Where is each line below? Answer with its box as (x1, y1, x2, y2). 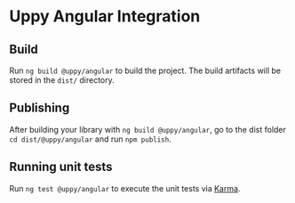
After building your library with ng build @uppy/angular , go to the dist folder (9, 124, 287, 134)
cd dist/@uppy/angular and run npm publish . (9, 134, 171, 144)
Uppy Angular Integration (9, 6, 201, 27)
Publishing (9, 101, 70, 116)
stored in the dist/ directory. (9, 75, 116, 85)
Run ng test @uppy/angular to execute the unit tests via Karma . (9, 183, 241, 193)
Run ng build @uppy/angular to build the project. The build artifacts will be (9, 65, 282, 76)
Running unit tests (9, 159, 113, 175)
